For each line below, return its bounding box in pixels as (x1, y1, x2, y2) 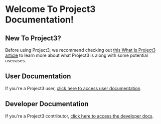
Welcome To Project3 (5, 3, 96, 15)
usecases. (5, 58, 26, 63)
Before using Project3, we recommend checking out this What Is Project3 (5, 47, 156, 53)
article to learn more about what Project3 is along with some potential (5, 52, 148, 58)
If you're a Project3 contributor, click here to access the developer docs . (5, 113, 154, 119)
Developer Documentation (5, 100, 89, 108)
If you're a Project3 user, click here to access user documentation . (5, 85, 142, 91)
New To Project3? (5, 34, 61, 42)
